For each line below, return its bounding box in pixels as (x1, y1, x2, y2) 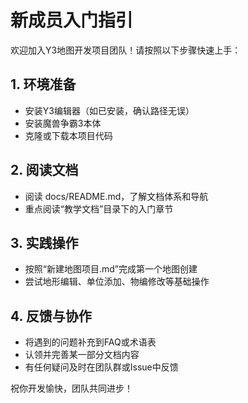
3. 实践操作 (10, 234, 79, 251)
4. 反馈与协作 (10, 307, 92, 325)
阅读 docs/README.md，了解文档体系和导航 (24, 190, 209, 202)
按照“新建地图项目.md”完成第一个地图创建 (24, 263, 198, 275)
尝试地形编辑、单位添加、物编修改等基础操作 (24, 276, 210, 288)
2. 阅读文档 (10, 162, 79, 179)
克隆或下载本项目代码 (24, 129, 113, 141)
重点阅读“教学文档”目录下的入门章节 (24, 202, 174, 215)
